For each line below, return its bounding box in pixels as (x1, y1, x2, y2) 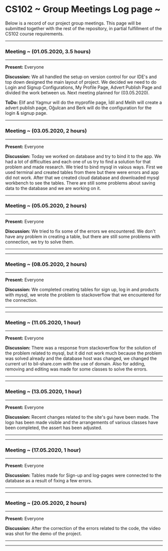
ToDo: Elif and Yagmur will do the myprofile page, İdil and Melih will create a (5, 99, 162, 106)
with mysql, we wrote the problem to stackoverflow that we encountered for (5, 292, 161, 298)
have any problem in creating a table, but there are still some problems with (5, 233, 160, 239)
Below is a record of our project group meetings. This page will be (5, 20, 141, 26)
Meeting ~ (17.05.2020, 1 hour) (5, 446, 81, 453)
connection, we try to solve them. (5, 239, 74, 245)
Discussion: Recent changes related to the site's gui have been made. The (5, 414, 159, 420)
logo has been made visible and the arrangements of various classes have (5, 419, 158, 425)
